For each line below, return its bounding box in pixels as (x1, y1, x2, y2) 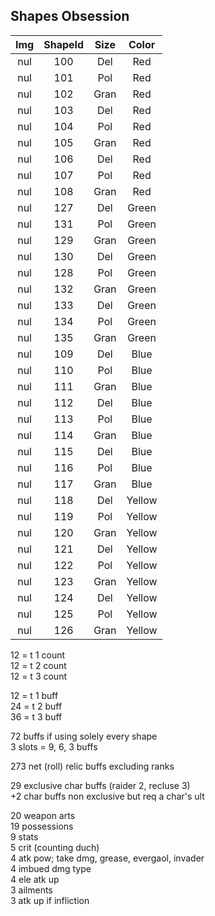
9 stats (10, 830, 39, 843)
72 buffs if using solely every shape (10, 730, 158, 742)
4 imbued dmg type (10, 862, 92, 874)
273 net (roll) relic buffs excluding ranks (10, 760, 175, 772)
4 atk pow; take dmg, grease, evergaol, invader (10, 852, 205, 864)
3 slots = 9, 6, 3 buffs (10, 740, 98, 753)
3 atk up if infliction (10, 894, 90, 906)
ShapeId (43, 37, 85, 51)
